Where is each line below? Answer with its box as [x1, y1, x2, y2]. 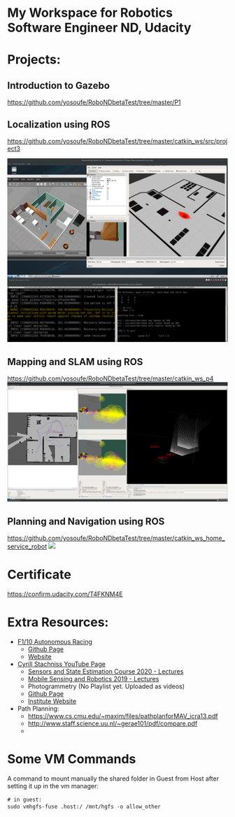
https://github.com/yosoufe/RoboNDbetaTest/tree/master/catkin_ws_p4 [7, 374, 214, 383]
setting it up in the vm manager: [7, 781, 99, 790]
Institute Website [27, 697, 77, 705]
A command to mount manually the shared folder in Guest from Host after [7, 774, 219, 783]
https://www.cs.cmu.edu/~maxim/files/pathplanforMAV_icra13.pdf [27, 711, 218, 720]
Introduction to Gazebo [7, 79, 111, 92]
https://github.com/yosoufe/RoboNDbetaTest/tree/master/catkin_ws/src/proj [7, 137, 228, 145]
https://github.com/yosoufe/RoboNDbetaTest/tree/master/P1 [7, 98, 181, 106]
